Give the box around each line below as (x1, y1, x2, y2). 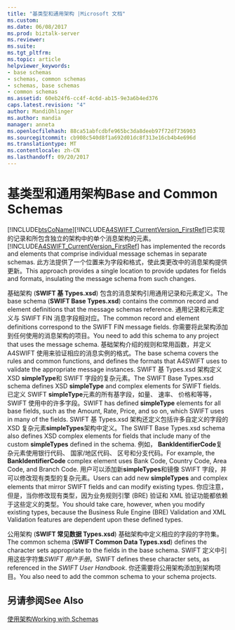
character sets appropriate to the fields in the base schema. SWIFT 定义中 (7, 546, 221, 554)
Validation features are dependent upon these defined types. (7, 515, 184, 523)
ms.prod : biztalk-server (7, 29, 80, 37)
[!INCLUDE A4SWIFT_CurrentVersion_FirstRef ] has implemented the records (7, 242, 226, 250)
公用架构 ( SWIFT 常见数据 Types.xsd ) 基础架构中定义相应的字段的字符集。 (7, 530, 223, 538)
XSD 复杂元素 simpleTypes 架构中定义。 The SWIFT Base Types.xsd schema (7, 423, 226, 432)
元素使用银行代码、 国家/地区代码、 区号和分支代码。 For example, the (13, 448, 215, 457)
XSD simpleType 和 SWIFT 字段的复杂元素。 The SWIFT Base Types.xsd (7, 374, 214, 382)
